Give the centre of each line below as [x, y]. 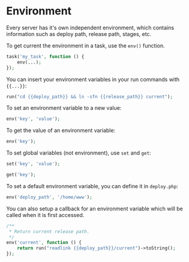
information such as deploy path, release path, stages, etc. [79, 34]
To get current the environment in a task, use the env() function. [85, 46]
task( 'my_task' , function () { [45, 56]
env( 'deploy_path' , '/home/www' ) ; [49, 197]
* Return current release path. [49, 231]
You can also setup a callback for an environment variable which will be [94, 209]
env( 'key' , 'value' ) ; [33, 119]
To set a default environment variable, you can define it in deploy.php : [92, 186]
